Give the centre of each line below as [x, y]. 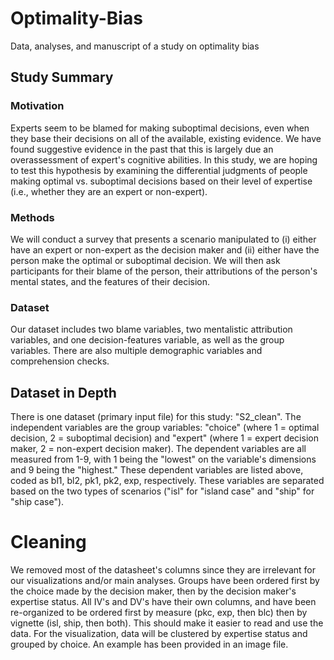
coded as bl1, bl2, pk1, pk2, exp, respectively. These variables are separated [167, 481]
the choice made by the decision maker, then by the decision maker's [153, 591]
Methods [32, 217]
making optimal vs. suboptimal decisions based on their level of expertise [161, 181]
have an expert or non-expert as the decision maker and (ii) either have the [165, 249]
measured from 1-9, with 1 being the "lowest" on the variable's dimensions [163, 459]
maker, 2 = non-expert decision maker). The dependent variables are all [158, 449]
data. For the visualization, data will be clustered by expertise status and [159, 633]
